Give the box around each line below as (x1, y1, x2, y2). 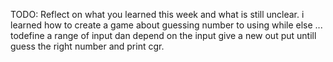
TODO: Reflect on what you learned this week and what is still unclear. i (10, 9, 305, 20)
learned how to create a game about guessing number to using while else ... (10, 19, 323, 31)
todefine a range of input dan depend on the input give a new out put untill (10, 30, 317, 41)
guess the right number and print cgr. (10, 40, 165, 52)
